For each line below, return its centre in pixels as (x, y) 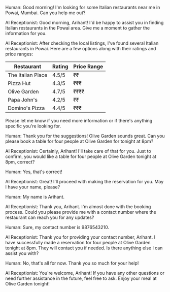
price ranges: (19, 54)
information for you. (26, 33)
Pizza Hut (19, 83)
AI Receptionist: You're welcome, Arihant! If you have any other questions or (85, 273)
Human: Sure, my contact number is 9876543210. (57, 227)
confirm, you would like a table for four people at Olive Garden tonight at (81, 156)
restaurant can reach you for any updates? (50, 217)
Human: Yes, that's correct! (34, 172)
